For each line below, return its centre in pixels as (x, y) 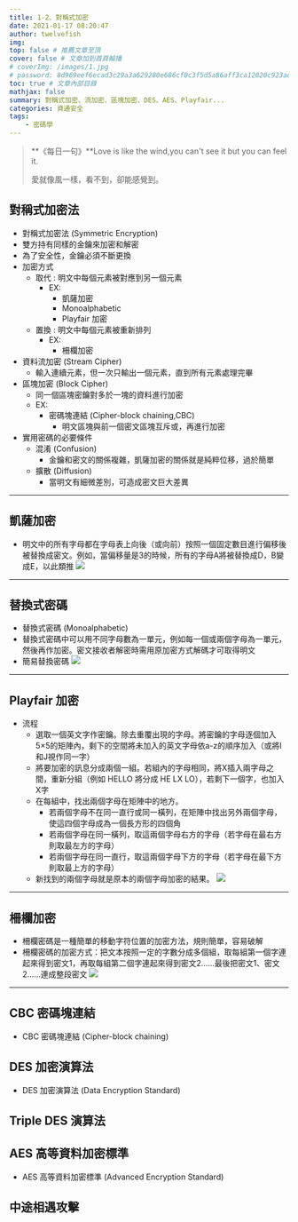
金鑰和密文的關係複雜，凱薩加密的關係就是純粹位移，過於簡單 (161, 459)
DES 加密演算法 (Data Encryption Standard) (101, 1090)
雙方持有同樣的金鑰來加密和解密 (80, 244)
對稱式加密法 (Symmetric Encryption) (90, 233)
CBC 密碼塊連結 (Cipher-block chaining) (95, 1036)
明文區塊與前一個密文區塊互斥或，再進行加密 (144, 426)
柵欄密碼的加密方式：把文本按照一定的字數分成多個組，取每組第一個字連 (154, 952)
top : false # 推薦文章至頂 (55, 51)
